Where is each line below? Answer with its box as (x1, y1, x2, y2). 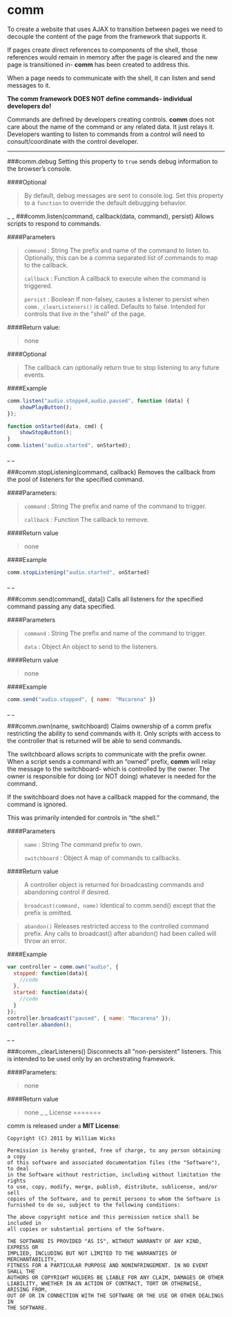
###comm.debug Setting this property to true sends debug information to (7, 157, 218, 165)
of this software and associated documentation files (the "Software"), (7, 1159, 221, 1166)
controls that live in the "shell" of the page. (23, 310, 146, 318)
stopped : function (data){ (13, 970, 88, 977)
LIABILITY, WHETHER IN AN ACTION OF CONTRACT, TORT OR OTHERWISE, (7, 1280, 202, 1287)
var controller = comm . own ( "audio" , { (7, 963, 119, 970)
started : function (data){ (13, 989, 88, 996)
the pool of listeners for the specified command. (7, 476, 144, 484)
